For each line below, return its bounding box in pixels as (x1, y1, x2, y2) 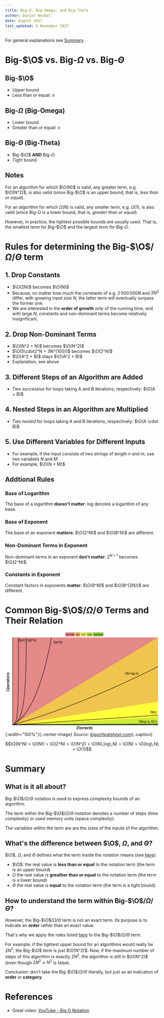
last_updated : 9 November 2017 (5, 24, 69, 28)
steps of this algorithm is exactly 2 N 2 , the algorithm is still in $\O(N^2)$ (5, 952, 148, 959)
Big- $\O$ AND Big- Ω (12, 152, 55, 158)
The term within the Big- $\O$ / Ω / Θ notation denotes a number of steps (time (5, 810, 158, 816)
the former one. (12, 300, 44, 306)
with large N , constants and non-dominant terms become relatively (12, 311, 147, 317)
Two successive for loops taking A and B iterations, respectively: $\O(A (12, 386, 155, 392)
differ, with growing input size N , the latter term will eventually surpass (12, 295, 154, 301)
